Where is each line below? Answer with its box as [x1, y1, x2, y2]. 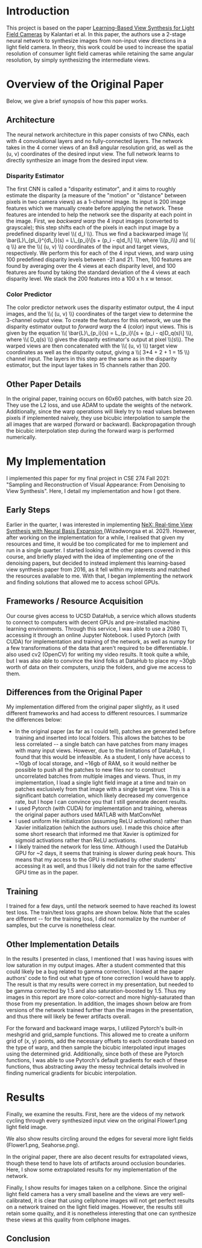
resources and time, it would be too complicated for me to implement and [6, 540, 189, 547]
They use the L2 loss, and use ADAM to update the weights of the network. [6, 401, 193, 409]
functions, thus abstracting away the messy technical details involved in [6, 1063, 185, 1071]
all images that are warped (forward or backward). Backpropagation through [6, 421, 196, 428]
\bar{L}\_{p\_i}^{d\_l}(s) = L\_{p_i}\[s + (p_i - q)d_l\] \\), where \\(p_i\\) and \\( [6, 237, 196, 244]
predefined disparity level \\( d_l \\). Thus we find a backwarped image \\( [6, 230, 188, 237]
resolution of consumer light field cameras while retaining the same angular [6, 49, 194, 57]
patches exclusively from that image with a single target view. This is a [14, 786, 191, 793]
